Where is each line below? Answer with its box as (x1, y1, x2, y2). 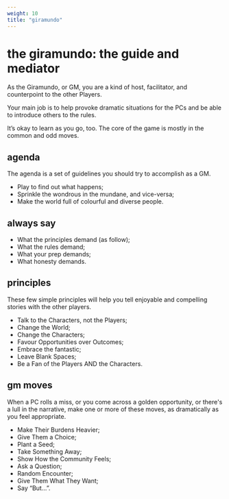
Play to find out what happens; (16, 183, 104, 191)
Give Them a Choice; (16, 433, 77, 441)
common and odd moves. (7, 132, 80, 140)
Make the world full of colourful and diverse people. (16, 197, 164, 206)
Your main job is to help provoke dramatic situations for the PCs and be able (7, 104, 221, 112)
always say (7, 217, 56, 229)
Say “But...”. (16, 484, 51, 492)
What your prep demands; (16, 250, 91, 258)
